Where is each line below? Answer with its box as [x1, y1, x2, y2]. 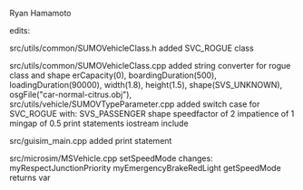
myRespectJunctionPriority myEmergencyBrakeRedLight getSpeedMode [9, 163, 281, 173]
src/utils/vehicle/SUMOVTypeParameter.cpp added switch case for [9, 99, 260, 109]
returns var [9, 172, 52, 183]
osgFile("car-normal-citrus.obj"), [9, 90, 132, 100]
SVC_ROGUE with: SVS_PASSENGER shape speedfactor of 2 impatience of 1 [9, 109, 295, 119]
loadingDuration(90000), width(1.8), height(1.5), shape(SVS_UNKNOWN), [9, 80, 283, 90]
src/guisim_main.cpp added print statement [9, 136, 172, 146]
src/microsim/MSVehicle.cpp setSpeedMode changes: [9, 153, 213, 164]
